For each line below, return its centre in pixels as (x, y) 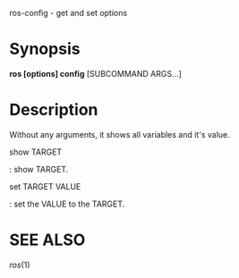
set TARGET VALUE (45, 186)
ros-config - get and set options (68, 13)
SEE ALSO (47, 240)
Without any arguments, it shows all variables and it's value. (119, 134)
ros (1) (20, 265)
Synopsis (45, 49)
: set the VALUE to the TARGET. (67, 204)
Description (54, 110)
